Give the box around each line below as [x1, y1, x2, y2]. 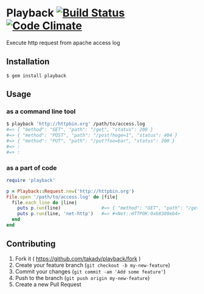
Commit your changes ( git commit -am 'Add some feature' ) [15, 267, 166, 275]
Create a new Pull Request [15, 281, 82, 288]
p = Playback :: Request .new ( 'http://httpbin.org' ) [6, 188, 135, 194]
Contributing [6, 239, 56, 249]
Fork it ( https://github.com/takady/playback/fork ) [15, 255, 141, 262]
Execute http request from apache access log [6, 39, 120, 46]
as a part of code [6, 164, 57, 172]
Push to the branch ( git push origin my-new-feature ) [15, 274, 150, 281]
